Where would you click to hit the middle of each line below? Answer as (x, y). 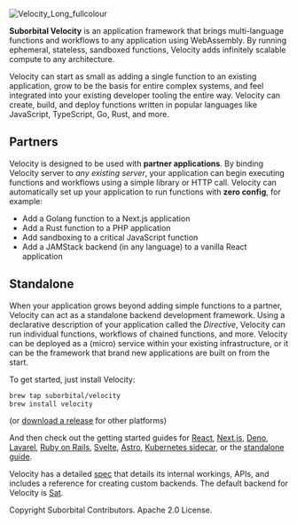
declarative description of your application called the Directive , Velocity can (148, 324)
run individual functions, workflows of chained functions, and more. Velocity (148, 334)
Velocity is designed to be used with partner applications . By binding (137, 163)
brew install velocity (51, 404)
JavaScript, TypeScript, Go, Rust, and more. (90, 114)
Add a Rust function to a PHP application (96, 227)
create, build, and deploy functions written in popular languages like (133, 105)
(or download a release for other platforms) (88, 421)
